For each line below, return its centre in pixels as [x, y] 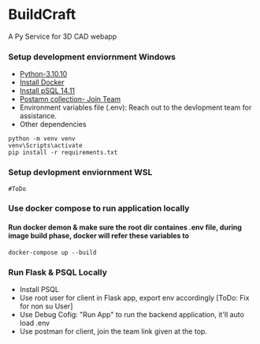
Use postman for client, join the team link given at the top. [113, 331]
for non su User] [46, 306]
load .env [35, 323]
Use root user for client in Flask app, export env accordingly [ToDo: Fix [134, 297]
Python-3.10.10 [43, 74]
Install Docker [42, 82]
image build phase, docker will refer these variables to [99, 236]
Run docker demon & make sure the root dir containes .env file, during [125, 227]
